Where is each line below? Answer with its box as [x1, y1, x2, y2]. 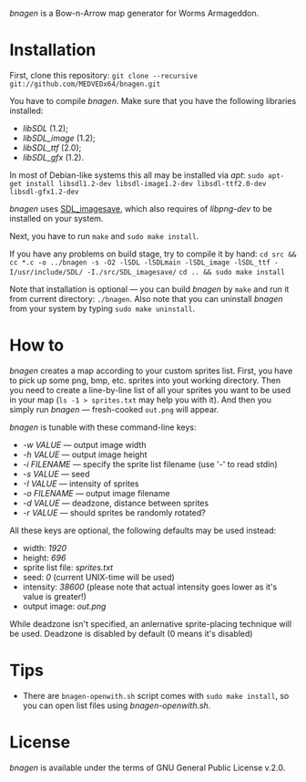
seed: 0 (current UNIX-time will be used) [22, 571, 175, 582]
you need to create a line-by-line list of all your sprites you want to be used [9, 384, 291, 395]
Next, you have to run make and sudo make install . [9, 230, 199, 241]
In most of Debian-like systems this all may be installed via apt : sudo [9, 169, 264, 181]
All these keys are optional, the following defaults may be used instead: [9, 525, 277, 536]
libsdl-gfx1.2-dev [9, 187, 79, 196]
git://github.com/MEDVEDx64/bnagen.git [9, 79, 161, 89]
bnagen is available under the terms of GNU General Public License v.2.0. [9, 762, 286, 773]
